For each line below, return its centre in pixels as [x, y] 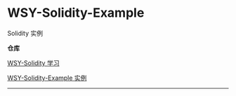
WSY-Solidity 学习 [33, 63]
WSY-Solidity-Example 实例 [47, 78]
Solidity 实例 [25, 33]
